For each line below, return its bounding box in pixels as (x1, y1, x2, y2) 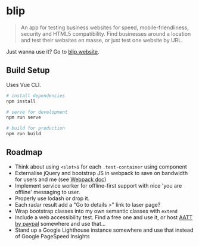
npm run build (6, 131, 42, 137)
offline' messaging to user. (14, 188, 80, 195)
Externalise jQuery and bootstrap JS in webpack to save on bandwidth (14, 169, 188, 176)
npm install (6, 98, 36, 104)
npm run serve (6, 114, 42, 120)
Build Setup (6, 66, 50, 76)
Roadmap (6, 147, 43, 157)
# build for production (6, 125, 66, 132)
